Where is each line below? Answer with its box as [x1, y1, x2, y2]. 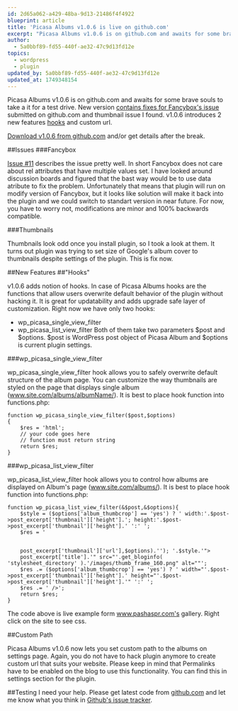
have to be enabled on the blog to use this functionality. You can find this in [7, 667, 227, 676]
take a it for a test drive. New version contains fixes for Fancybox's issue [7, 103, 220, 112]
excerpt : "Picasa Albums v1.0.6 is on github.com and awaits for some [7, 30, 220, 38]
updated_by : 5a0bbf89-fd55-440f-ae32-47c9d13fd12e [7, 69, 160, 76]
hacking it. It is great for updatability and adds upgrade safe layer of [7, 297, 205, 305]
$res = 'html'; [20, 424, 65, 432]
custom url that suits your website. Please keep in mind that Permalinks [7, 659, 215, 668]
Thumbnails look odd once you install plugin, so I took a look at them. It [7, 239, 215, 248]
